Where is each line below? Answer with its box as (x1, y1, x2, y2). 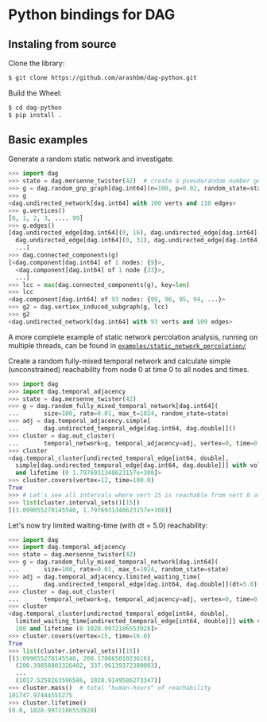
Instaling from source (8, 37, 117, 51)
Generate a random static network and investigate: (8, 154, 175, 164)
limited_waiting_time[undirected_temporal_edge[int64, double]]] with (15, 618, 254, 626)
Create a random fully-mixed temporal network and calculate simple (8, 356, 231, 366)
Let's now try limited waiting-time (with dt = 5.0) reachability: (8, 520, 208, 530)
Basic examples (8, 133, 88, 147)
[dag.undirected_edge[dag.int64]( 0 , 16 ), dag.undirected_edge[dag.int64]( (8, 229, 261, 237)
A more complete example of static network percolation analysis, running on (8, 332, 258, 342)
